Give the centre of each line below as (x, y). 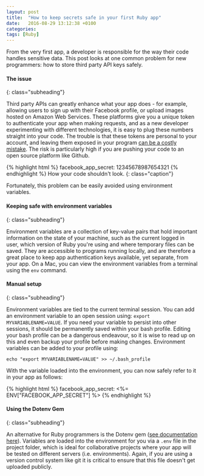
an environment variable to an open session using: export (78, 316)
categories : (21, 29)
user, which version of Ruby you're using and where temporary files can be (100, 244)
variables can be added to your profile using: (62, 348)
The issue (19, 78)
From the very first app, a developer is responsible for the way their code (98, 52)
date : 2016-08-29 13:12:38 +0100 (51, 23)
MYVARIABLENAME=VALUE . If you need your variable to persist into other (91, 322)
